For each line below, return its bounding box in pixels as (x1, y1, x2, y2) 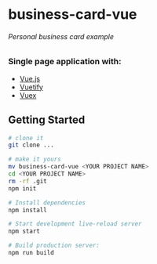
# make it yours (8, 155, 61, 164)
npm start (8, 227, 41, 236)
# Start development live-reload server (8, 220, 143, 228)
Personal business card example (8, 31, 114, 41)
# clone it (8, 134, 44, 142)
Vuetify (19, 82, 43, 92)
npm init (8, 184, 37, 193)
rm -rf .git (8, 177, 47, 185)
